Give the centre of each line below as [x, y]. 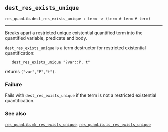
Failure [14, 84]
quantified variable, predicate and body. [46, 38]
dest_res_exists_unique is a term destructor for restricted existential [76, 48]
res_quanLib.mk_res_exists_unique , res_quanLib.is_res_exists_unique [78, 124]
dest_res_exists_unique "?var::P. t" [51, 62]
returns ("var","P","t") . [31, 71]
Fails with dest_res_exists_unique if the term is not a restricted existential [81, 95]
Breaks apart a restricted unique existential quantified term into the [74, 33]
